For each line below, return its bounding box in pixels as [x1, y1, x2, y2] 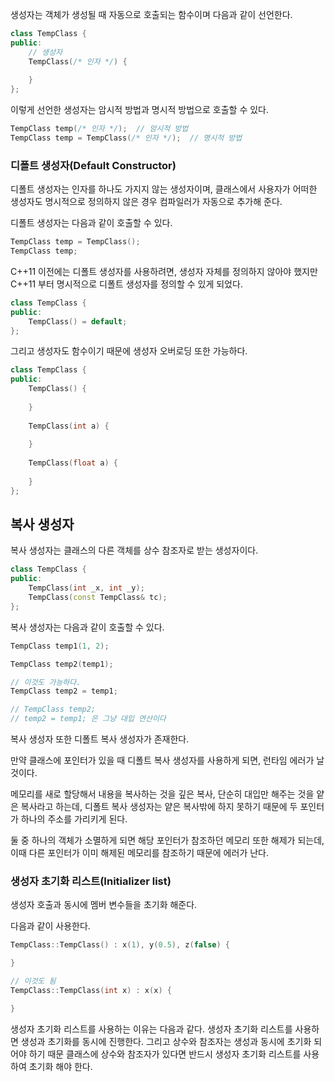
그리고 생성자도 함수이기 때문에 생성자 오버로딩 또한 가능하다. [10, 345, 248, 357]
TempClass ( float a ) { [28, 458, 118, 468]
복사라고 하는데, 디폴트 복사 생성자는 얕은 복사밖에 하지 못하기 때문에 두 [20, 801, 298, 813]
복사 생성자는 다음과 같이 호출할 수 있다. [10, 621, 165, 633]
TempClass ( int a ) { [28, 421, 110, 431]
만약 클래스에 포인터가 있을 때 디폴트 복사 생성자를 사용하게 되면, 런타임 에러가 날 [10, 754, 325, 767]
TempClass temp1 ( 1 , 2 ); [10, 641, 110, 651]
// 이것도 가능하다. [10, 677, 82, 687]
